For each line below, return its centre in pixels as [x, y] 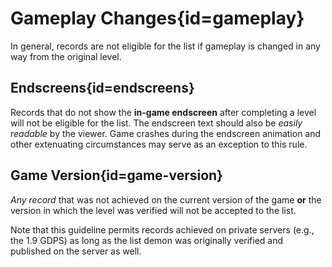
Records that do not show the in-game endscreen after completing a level [163, 112]
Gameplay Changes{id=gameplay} [157, 18]
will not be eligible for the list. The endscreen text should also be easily [156, 123]
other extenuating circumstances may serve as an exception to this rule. [159, 144]
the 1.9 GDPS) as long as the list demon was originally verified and [147, 240]
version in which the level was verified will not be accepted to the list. [153, 210]
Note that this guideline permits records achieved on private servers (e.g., [162, 229]
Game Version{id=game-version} [116, 175]
